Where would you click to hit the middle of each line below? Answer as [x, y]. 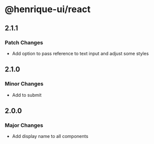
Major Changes [24, 125]
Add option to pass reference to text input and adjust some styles [80, 53]
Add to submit [27, 95]
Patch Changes [24, 43]
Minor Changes [24, 84]
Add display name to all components [50, 136]
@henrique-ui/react [48, 9]
